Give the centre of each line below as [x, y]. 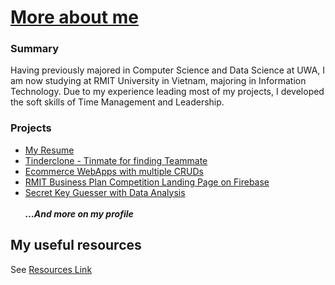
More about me [74, 17]
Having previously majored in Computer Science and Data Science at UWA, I [168, 70]
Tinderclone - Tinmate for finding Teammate [116, 160]
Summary [35, 49]
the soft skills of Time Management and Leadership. [117, 102]
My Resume [49, 150]
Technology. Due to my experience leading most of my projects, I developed [167, 92]
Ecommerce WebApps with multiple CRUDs [114, 171]
